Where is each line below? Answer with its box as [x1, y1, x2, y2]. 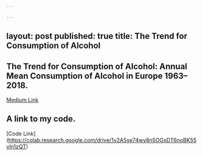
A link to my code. [6, 114, 76, 124]
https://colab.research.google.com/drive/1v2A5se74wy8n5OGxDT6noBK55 [8, 136, 197, 143]
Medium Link [6, 96, 39, 103]
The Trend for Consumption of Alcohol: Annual [6, 61, 187, 72]
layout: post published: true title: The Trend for [6, 31, 188, 41]
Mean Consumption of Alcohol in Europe [6, 70, 163, 81]
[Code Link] [6, 130, 36, 137]
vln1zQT [6, 143, 26, 150]
